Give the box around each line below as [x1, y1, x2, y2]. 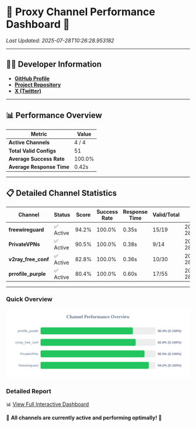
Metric [30, 131, 48, 138]
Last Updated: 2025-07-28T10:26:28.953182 [6, 37, 115, 44]
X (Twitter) [14, 87, 42, 94]
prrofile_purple [8, 270, 46, 277]
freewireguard [8, 226, 44, 233]
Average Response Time [8, 164, 70, 171]
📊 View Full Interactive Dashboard [6, 400, 89, 408]
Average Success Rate [8, 155, 65, 162]
